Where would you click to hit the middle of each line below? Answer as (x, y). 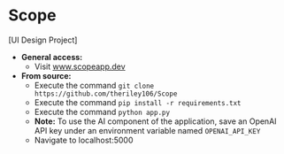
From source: (46, 75)
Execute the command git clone (94, 85)
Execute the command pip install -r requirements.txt (138, 102)
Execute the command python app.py (102, 112)
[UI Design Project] (43, 40)
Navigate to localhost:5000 (84, 140)
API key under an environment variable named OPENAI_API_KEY (147, 130)
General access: (52, 57)
